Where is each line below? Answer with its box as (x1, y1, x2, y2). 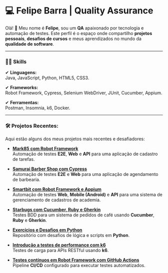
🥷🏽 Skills (5, 58, 27, 65)
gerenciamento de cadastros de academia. (12, 197, 101, 203)
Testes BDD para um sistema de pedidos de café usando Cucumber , (12, 212, 155, 218)
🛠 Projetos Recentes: (5, 122, 58, 129)
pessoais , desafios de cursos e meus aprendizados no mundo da (5, 36, 141, 42)
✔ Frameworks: (5, 85, 38, 91)
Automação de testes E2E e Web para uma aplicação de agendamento (12, 171, 158, 177)
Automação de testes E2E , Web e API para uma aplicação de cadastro (12, 151, 158, 157)
